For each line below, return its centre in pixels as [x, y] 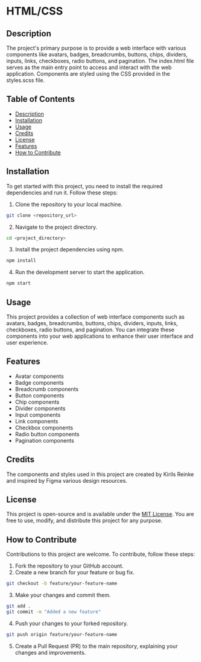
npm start [19, 283]
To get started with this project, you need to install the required [85, 186]
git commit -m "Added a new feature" [54, 612]
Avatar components [40, 376]
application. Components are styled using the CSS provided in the [88, 74]
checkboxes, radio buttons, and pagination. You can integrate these [91, 329]
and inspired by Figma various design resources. [67, 480]
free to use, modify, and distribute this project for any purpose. [85, 521]
